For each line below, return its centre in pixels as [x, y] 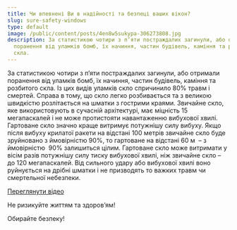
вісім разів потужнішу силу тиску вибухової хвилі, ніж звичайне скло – [114, 155]
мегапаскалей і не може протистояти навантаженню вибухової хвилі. [113, 117]
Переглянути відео [36, 191]
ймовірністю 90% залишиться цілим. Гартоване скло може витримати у [117, 148]
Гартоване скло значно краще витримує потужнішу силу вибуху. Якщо [114, 125]
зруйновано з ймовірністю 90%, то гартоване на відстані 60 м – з [107, 140]
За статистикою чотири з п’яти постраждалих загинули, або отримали [114, 73]
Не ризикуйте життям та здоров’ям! [61, 205]
